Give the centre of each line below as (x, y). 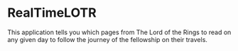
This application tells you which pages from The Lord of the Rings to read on (119, 32)
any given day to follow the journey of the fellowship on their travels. (108, 39)
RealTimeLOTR (52, 13)
